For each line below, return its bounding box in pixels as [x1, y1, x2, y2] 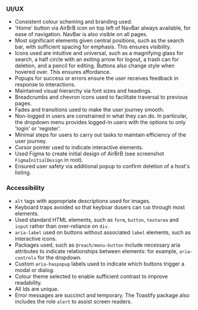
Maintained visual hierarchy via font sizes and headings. [14, 88, 152, 95]
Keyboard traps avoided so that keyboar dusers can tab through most [14, 204, 185, 211]
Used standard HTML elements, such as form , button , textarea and [14, 216, 179, 223]
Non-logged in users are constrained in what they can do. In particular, [14, 112, 188, 120]
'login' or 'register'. [14, 125, 61, 132]
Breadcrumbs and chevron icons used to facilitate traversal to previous [14, 93, 189, 101]
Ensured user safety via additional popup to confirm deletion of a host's [14, 163, 190, 170]
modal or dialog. [14, 266, 55, 273]
